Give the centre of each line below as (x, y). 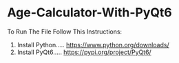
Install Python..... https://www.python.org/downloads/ (93, 45)
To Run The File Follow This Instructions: (65, 32)
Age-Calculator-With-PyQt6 (89, 13)
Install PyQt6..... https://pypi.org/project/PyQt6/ (84, 52)
